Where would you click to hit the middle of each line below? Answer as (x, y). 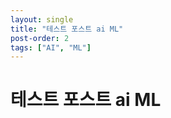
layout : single (42, 19)
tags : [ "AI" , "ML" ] (51, 47)
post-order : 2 (40, 38)
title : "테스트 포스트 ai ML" (67, 29)
